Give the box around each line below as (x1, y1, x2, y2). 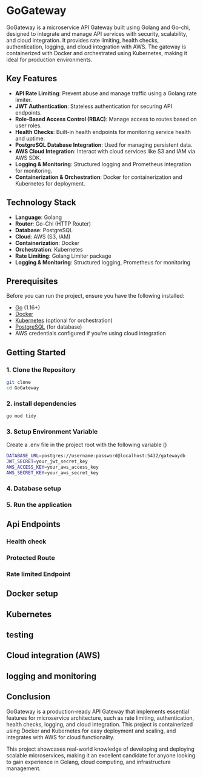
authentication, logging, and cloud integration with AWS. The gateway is (6, 43, 187, 50)
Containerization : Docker (15, 239, 80, 246)
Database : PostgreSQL (15, 226, 73, 233)
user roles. (15, 122, 42, 129)
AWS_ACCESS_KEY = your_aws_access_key (6, 464, 99, 471)
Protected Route (6, 553, 56, 562)
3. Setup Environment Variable (6, 427, 98, 435)
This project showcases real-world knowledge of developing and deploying (6, 745, 195, 753)
